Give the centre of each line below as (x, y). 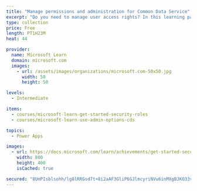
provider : (18, 50)
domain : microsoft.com (39, 60)
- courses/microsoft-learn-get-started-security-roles (80, 114)
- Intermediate (30, 98)
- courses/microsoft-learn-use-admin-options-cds (73, 120)
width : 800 (30, 158)
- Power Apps (27, 136)
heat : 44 (17, 39)
